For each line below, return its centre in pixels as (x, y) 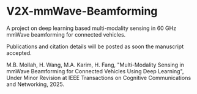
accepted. (19, 52)
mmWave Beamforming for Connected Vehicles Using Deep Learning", (95, 71)
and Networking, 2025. (35, 84)
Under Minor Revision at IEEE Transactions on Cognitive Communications (99, 78)
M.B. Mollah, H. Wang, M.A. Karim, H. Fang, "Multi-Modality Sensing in (95, 65)
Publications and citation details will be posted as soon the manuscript (95, 46)
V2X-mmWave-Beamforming (82, 11)
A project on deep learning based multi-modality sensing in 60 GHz (91, 28)
